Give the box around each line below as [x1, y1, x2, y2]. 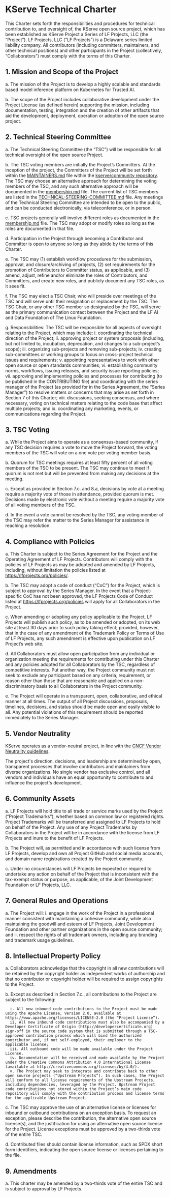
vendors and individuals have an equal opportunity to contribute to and [5, 774, 154, 780]
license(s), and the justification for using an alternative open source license [5, 1121, 163, 1127]
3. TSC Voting [5, 425, 50, 434]
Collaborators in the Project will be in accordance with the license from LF [5, 829, 160, 835]
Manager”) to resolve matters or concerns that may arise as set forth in [5, 389, 154, 395]
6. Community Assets [5, 795, 75, 803]
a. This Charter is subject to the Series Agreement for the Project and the [5, 551, 158, 557]
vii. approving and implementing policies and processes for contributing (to [5, 373, 162, 379]
